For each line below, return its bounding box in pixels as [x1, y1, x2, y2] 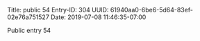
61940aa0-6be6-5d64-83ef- [110, 6, 193, 14]
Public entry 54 [7, 27, 51, 34]
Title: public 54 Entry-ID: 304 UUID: [7, 6, 109, 14]
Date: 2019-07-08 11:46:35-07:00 [51, 13, 147, 21]
